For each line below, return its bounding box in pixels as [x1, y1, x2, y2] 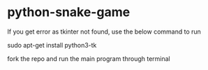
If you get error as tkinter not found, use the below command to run [7, 27, 201, 36]
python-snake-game [7, 4, 131, 20]
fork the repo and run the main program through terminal [7, 54, 170, 63]
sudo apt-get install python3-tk [7, 41, 97, 49]
